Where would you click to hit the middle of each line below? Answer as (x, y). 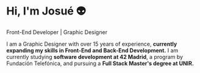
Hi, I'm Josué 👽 (46, 11)
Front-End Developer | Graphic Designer (57, 32)
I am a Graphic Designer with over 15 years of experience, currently (92, 44)
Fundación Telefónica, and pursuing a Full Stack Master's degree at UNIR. (100, 63)
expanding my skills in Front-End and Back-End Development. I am (92, 50)
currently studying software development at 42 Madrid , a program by (95, 57)
